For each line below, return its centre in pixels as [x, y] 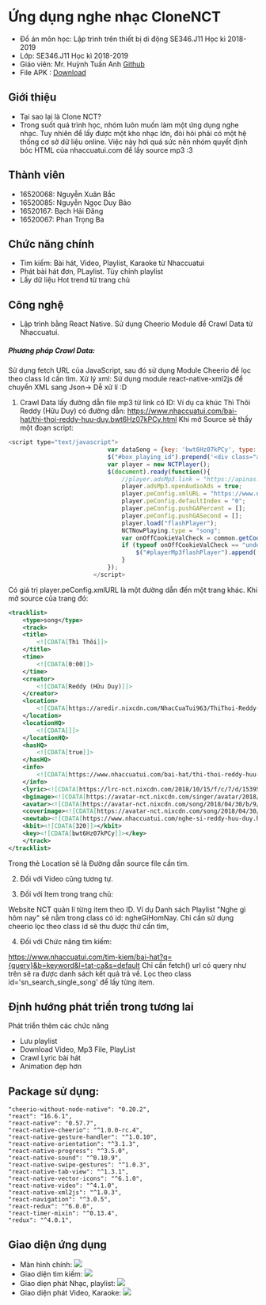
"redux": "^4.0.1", [40, 1220]
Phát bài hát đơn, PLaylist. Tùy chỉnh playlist [91, 271]
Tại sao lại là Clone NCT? [60, 116]
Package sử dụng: [54, 1091]
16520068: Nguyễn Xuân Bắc [68, 194]
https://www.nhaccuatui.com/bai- [182, 411]
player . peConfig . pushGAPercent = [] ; [184, 509]
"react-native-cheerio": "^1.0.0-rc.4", [76, 1130]
